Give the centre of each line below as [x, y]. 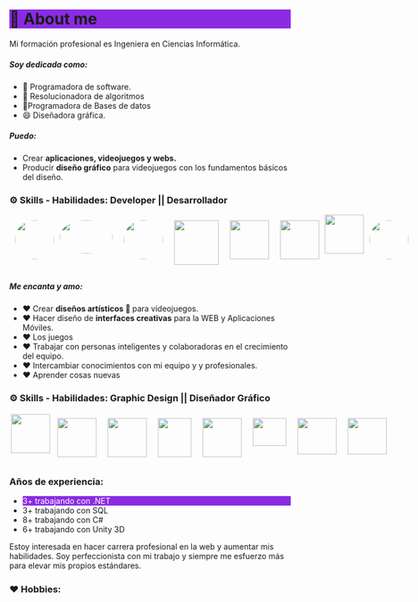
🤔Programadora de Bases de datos [87, 105]
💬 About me [54, 19]
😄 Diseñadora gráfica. [63, 115]
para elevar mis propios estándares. [75, 565]
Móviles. [38, 328]
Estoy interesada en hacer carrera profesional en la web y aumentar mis [142, 547]
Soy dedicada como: [48, 64]
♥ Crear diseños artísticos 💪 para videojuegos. [110, 309]
